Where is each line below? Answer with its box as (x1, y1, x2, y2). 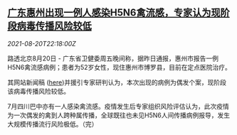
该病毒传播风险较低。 (7, 87, 70, 95)
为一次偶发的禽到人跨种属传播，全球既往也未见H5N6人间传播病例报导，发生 (7, 111, 230, 119)
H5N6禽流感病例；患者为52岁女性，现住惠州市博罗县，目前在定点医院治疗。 (7, 63, 231, 71)
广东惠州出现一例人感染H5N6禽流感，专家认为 (7, 6, 211, 19)
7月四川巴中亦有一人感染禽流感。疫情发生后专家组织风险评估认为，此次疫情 (7, 102, 229, 110)
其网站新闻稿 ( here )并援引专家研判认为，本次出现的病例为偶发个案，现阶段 (7, 77, 226, 87)
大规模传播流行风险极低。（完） (7, 119, 98, 128)
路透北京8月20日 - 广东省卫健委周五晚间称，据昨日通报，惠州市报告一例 (7, 54, 219, 63)
